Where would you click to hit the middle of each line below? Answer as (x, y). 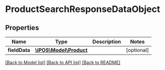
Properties (22, 28)
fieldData (19, 50)
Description (107, 42)
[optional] (137, 50)
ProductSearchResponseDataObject (83, 9)
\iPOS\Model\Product (61, 50)
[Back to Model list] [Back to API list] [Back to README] (63, 62)
